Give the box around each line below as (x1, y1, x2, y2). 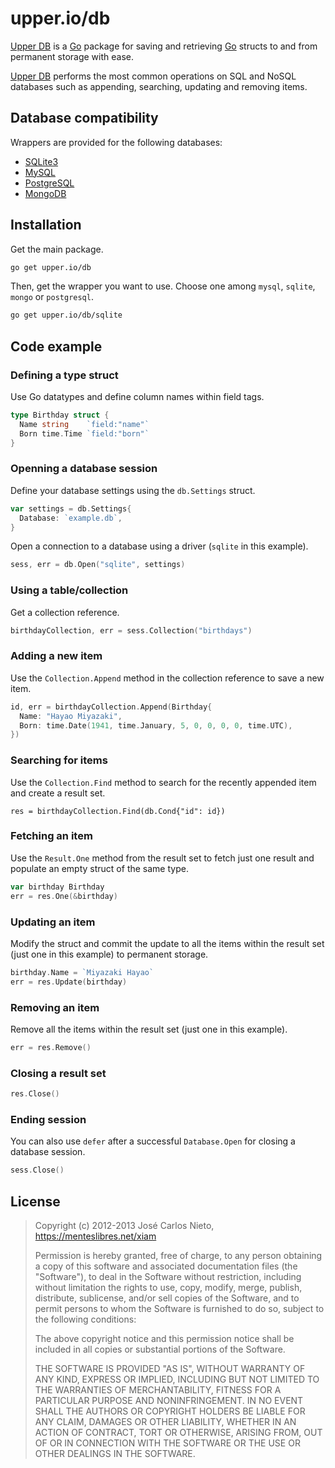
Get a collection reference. (10, 606, 120, 618)
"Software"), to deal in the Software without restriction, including (34, 1270, 302, 1282)
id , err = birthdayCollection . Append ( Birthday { (10, 702, 213, 712)
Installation (10, 217, 82, 234)
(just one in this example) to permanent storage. (10, 948, 209, 960)
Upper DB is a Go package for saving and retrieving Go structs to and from (10, 40, 318, 52)
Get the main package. (10, 243, 104, 255)
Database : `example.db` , (19, 513, 123, 523)
